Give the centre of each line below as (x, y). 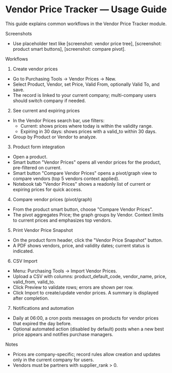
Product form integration (39, 147)
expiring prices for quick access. (47, 189)
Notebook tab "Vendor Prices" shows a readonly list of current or (82, 184)
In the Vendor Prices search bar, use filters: (59, 120)
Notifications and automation (43, 308)
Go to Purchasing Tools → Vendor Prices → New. (64, 78)
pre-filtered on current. (37, 167)
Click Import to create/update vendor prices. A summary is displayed (85, 292)
